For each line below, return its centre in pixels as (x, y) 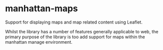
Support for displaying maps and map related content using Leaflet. (74, 22)
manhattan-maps (41, 9)
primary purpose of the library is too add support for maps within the (75, 37)
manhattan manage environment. (39, 42)
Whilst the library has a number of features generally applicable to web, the (82, 31)
